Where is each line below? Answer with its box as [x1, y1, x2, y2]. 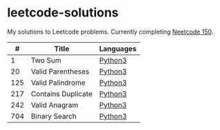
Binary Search [30, 111, 77, 121]
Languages [99, 43, 137, 53]
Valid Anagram [30, 100, 79, 109]
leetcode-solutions [7, 5, 119, 21]
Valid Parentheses [30, 67, 90, 76]
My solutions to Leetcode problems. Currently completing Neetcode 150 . [7, 28, 214, 36]
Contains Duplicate [30, 89, 93, 98]
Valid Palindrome [30, 78, 86, 87]
